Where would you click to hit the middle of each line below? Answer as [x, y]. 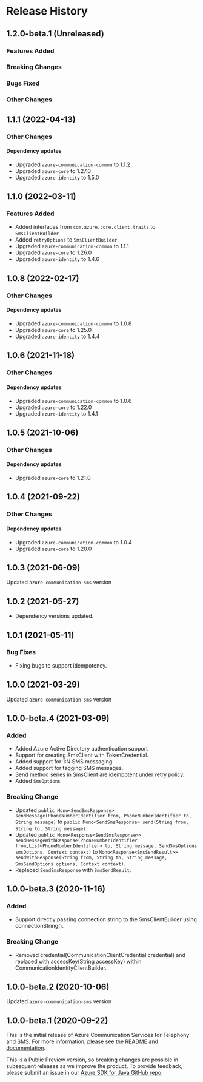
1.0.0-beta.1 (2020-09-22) [57, 1020]
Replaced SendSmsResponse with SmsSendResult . [73, 870]
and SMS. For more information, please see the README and [82, 1041]
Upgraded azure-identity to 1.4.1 [56, 413]
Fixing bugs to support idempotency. [61, 665]
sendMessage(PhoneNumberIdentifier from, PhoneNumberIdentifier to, [103, 816]
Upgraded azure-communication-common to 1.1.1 [72, 246]
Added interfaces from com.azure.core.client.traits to [85, 227]
